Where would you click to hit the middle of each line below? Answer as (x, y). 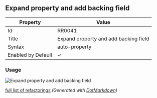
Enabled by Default (30, 55)
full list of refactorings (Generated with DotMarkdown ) (61, 90)
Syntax (16, 47)
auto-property (74, 47)
